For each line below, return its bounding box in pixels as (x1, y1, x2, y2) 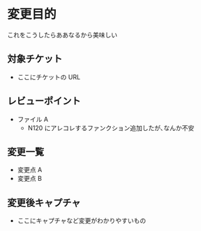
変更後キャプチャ (7, 196, 81, 209)
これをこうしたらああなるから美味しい (7, 31, 117, 39)
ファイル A (17, 115, 49, 123)
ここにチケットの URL (17, 72, 81, 81)
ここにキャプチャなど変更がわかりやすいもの (17, 216, 147, 225)
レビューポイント (7, 95, 81, 107)
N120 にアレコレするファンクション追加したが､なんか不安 (27, 123, 195, 132)
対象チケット (7, 53, 63, 65)
